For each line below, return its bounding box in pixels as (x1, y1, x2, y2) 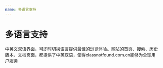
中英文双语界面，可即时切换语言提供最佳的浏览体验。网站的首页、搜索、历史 (5, 46, 158, 52)
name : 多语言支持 (5, 7, 36, 12)
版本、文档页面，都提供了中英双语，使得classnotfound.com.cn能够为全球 (5, 52, 152, 57)
